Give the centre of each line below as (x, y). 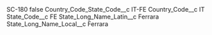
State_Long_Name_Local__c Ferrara (58, 24)
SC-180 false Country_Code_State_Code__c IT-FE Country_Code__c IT (106, 9)
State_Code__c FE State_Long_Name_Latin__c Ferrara (83, 16)
